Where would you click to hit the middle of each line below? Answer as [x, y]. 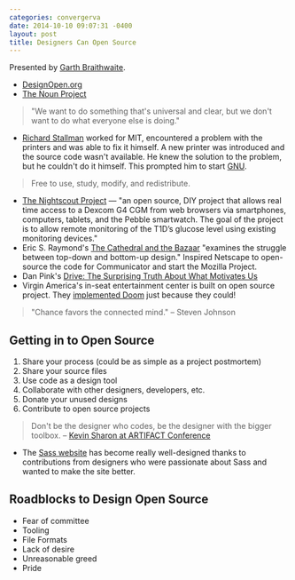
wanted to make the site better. [78, 472]
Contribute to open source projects [86, 409]
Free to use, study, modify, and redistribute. [110, 184]
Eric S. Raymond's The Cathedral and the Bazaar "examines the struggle [154, 248]
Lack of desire [48, 549]
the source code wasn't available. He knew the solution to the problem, [151, 157]
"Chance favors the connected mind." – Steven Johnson [133, 313]
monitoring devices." [60, 238]
